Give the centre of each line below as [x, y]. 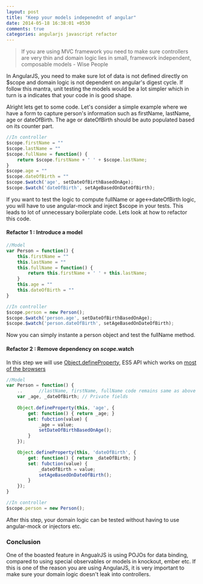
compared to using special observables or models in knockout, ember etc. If [101, 562]
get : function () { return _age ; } [71, 413]
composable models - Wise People [65, 65]
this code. [19, 219]
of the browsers [26, 368]
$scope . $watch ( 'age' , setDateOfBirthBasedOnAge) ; [70, 182]
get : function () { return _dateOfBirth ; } [82, 458]
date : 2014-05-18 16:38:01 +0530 [48, 23]
